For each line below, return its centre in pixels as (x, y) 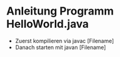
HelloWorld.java (48, 24)
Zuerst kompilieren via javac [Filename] (65, 41)
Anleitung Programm (60, 11)
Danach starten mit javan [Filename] (61, 47)
